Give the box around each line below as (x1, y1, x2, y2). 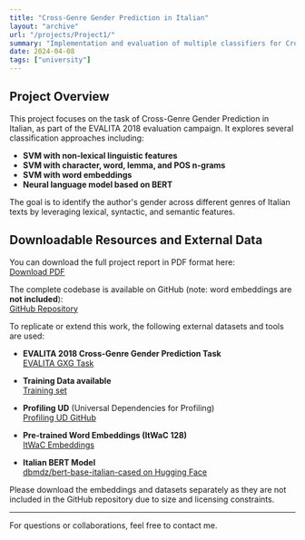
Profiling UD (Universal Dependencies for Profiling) (22, 402, 215, 413)
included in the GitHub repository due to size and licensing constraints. (9, 494, 275, 505)
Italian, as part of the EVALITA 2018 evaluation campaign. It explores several (9, 123, 294, 133)
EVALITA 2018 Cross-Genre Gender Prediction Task (22, 348, 221, 358)
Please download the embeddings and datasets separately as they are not (9, 484, 287, 495)
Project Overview (9, 89, 110, 104)
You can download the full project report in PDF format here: (9, 256, 236, 268)
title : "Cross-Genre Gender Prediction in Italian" (9, 13, 209, 23)
